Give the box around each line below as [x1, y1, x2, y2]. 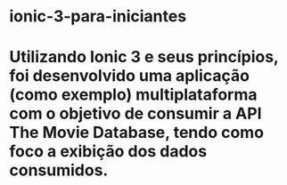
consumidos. [9, 160, 109, 181]
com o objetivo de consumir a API [9, 104, 262, 124]
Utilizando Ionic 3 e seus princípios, [9, 47, 279, 68]
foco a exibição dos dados [9, 141, 208, 162]
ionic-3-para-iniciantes [9, 6, 187, 27]
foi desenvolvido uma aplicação [9, 66, 250, 86]
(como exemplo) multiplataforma [9, 84, 258, 105]
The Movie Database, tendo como [9, 123, 265, 143]
